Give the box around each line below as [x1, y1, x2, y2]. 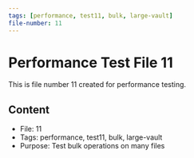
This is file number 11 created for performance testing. [8, 80, 186, 89]
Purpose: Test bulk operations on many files [19, 141, 165, 151]
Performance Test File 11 [8, 53, 173, 72]
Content [8, 103, 50, 117]
